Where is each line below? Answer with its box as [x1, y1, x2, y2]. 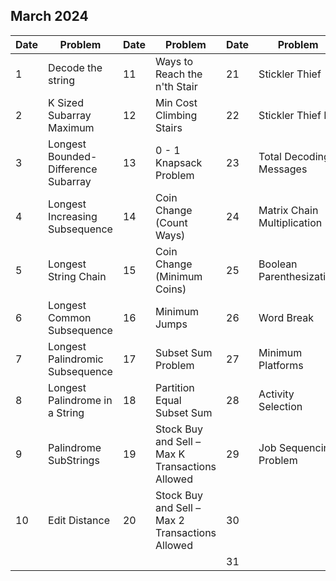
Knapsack [154, 155, 203, 169]
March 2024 [10, 8, 89, 25]
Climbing [154, 108, 198, 122]
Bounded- [48, 149, 98, 163]
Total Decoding [258, 149, 330, 163]
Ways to [154, 54, 194, 68]
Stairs [154, 120, 183, 134]
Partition [154, 380, 195, 394]
